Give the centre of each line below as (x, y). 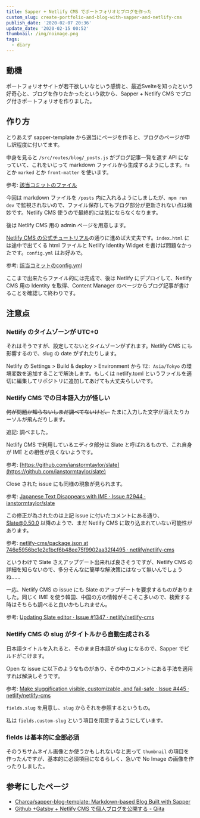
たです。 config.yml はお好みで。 (46, 252)
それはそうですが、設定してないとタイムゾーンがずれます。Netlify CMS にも (99, 346)
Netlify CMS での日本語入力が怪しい (58, 398)
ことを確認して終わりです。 (45, 293)
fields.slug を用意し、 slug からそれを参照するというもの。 (80, 708)
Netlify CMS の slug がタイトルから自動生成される (78, 634)
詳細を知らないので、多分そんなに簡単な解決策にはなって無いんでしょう (95, 569)
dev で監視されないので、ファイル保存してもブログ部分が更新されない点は (97, 205)
